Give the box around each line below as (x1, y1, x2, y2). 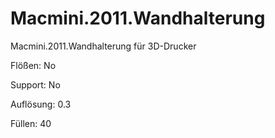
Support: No (10, 78, 61, 91)
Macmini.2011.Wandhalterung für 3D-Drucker (10, 40, 197, 52)
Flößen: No (10, 59, 57, 71)
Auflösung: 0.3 (10, 98, 72, 110)
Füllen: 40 (10, 117, 52, 129)
